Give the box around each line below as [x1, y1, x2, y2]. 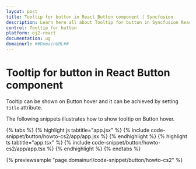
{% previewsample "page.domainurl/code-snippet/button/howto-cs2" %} [6, 156, 183, 163]
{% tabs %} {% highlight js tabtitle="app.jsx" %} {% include [6, 126, 150, 133]
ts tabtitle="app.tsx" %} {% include [6, 139, 91, 146]
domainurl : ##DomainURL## [6, 41, 69, 47]
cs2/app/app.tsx [6, 145, 45, 152]
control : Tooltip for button [6, 24, 77, 31]
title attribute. [6, 104, 43, 111]
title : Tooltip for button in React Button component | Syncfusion [6, 14, 174, 20]
